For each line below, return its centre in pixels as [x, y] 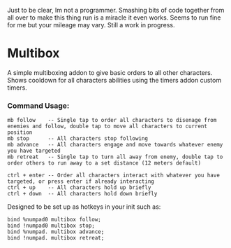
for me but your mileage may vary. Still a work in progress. [91, 25]
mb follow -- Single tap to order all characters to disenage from [112, 120]
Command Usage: [38, 106]
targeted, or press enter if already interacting [81, 181]
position [20, 132]
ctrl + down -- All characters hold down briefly [82, 194]
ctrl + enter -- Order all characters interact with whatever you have [113, 175]
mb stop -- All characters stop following [78, 139]
